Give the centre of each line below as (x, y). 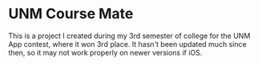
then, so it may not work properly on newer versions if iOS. (105, 52)
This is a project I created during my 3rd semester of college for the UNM (129, 36)
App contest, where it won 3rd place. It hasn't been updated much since (127, 44)
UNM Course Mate (71, 14)
